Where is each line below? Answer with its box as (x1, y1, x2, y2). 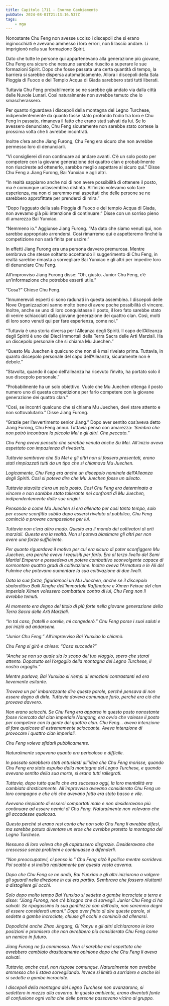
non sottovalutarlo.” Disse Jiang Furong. (6, 410, 89, 416)
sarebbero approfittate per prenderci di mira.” (6, 195, 100, 201)
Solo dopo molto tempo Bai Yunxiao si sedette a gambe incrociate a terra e (6, 892, 162, 898)
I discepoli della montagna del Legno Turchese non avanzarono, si (6, 984, 144, 990)
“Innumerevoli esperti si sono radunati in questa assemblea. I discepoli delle (6, 296, 162, 302)
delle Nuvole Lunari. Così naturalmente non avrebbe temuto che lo (6, 92, 143, 98)
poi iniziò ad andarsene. (6, 624, 56, 630)
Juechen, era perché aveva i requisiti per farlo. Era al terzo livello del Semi (6, 552, 160, 558)
